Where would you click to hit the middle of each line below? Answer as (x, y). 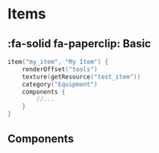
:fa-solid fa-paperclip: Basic (79, 44)
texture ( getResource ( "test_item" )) (82, 77)
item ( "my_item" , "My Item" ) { (58, 62)
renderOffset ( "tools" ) (60, 69)
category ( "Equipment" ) (60, 84)
